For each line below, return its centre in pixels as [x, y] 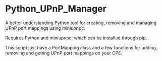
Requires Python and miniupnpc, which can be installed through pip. [76, 38]
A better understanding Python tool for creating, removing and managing [81, 23]
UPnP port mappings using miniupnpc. [45, 28]
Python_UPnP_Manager [56, 9]
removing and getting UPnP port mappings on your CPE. [64, 53]
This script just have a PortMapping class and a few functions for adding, [81, 47]
